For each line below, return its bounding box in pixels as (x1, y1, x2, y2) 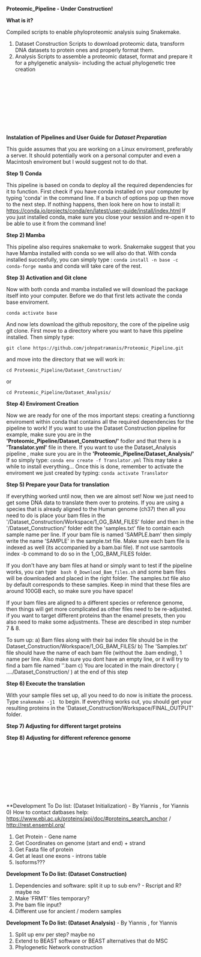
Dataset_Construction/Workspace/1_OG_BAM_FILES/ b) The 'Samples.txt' (6, 643, 188, 649)
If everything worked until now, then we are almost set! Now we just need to (6, 493, 194, 500)
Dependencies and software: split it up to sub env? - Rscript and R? (14, 882, 182, 889)
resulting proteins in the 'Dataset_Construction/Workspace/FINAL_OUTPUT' (6, 704, 194, 711)
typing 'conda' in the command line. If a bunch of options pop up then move (6, 194, 194, 201)
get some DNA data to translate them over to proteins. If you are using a (6, 499, 184, 506)
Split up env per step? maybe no (14, 931, 95, 938)
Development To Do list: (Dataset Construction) (6, 870, 127, 878)
